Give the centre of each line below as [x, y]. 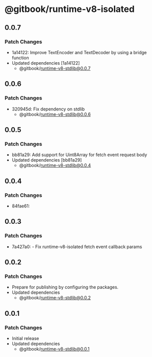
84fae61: [21, 206]
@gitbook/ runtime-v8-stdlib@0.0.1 [54, 349]
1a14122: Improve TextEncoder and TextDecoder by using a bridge [79, 52]
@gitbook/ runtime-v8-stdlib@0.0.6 [55, 114]
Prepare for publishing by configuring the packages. [65, 287]
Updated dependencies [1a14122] [46, 63]
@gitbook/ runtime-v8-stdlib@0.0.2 [55, 298]
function [20, 58]
